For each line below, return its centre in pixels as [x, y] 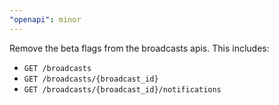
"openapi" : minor [45, 19]
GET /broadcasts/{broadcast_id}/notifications [122, 89]
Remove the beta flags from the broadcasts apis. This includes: [139, 48]
